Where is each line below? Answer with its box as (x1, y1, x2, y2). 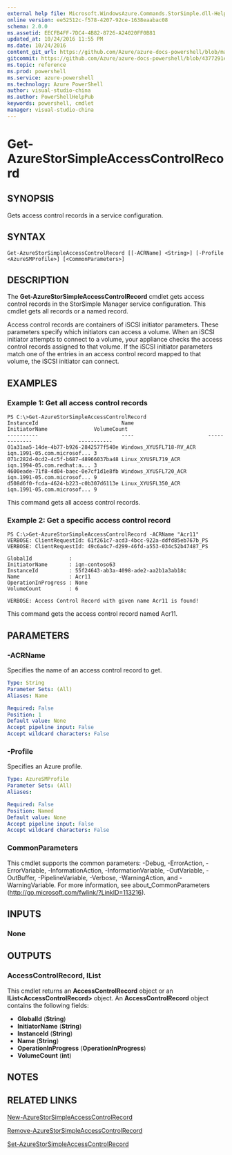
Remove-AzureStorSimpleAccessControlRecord (7, 1126, 143, 1134)
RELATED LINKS (7, 1095, 77, 1107)
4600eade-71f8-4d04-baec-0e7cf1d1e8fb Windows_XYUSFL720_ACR (7, 468, 187, 475)
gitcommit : (7, 55, 39, 62)
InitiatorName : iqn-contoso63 (7, 561, 116, 568)
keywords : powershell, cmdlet (7, 100, 95, 107)
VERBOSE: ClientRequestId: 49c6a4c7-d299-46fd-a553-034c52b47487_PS (7, 543, 209, 550)
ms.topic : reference (7, 61, 67, 68)
